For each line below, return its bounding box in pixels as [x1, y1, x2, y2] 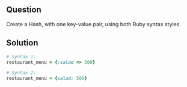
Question [6, 5, 41, 15]
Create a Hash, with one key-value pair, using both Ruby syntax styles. [6, 20, 182, 27]
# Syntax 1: [6, 54, 36, 60]
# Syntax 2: [6, 70, 36, 76]
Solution [6, 38, 38, 48]
